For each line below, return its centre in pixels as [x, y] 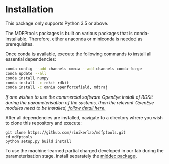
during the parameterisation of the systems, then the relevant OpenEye [80, 103]
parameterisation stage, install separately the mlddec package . [71, 156]
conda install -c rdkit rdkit [37, 83]
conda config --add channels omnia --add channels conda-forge [74, 69]
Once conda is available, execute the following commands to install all [78, 54]
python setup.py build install [38, 141]
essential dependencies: [31, 59]
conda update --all [26, 73]
